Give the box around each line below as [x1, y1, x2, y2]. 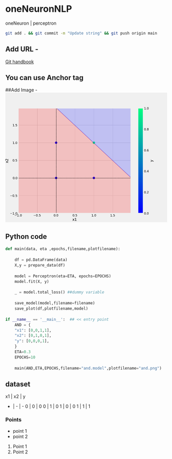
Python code [5, 232, 47, 241]
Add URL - [5, 45, 39, 54]
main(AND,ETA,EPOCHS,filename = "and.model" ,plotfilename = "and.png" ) [14, 366, 162, 371]
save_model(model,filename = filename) [14, 301, 95, 306]
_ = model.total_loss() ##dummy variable [14, 290, 104, 295]
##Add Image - [5, 87, 37, 93]
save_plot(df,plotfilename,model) [14, 306, 88, 311]
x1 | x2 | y [5, 393, 26, 399]
